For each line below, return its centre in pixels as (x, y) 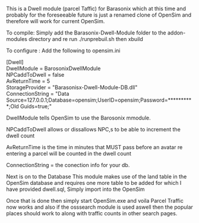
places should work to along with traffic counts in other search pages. (92, 213)
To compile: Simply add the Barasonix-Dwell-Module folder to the (86, 33)
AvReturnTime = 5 (28, 81)
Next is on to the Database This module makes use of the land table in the (97, 177)
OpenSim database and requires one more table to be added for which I (94, 183)
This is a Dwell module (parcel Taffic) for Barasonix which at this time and (96, 9)
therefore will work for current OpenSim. (56, 21)
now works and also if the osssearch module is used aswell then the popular (99, 207)
